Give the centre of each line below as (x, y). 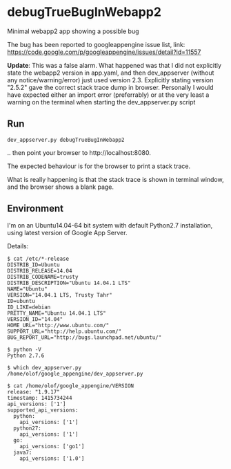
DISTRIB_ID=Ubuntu (33, 265)
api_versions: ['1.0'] (52, 458)
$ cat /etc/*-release (38, 259)
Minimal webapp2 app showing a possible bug (73, 31)
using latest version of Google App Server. (67, 232)
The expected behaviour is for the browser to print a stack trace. (99, 166)
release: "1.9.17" (33, 392)
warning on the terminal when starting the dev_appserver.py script (101, 102)
